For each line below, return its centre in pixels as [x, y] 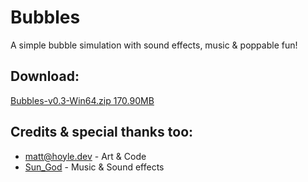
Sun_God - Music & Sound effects [94, 167]
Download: [45, 76]
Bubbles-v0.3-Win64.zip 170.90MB [82, 100]
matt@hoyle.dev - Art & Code [85, 156]
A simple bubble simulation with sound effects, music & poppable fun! [154, 45]
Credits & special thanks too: [102, 132]
